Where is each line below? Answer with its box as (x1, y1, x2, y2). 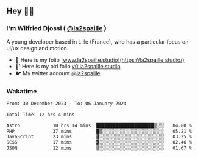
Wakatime (6, 87, 37, 95)
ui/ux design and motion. (6, 44, 69, 52)
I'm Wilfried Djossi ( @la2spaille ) (6, 24, 107, 33)
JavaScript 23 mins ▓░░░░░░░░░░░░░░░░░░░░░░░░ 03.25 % (6, 134, 192, 140)
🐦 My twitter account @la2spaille (15, 69, 101, 76)
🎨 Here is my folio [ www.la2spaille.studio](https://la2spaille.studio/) (15, 56, 185, 64)
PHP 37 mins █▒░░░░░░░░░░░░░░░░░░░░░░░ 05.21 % (6, 128, 192, 134)
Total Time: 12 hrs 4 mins (6, 112, 75, 118)
